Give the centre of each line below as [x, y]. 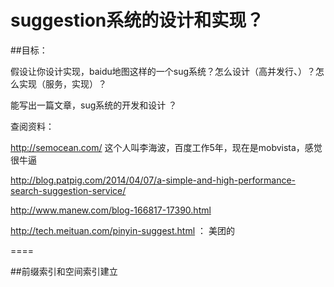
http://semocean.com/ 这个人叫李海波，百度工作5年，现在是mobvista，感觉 [166, 147]
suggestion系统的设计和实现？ [137, 20]
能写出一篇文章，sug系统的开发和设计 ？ [94, 105]
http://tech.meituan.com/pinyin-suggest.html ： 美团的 [122, 230]
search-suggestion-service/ [68, 190]
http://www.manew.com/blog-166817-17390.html [111, 210]
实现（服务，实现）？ [62, 83]
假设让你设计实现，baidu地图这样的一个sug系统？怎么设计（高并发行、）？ [163, 71]
